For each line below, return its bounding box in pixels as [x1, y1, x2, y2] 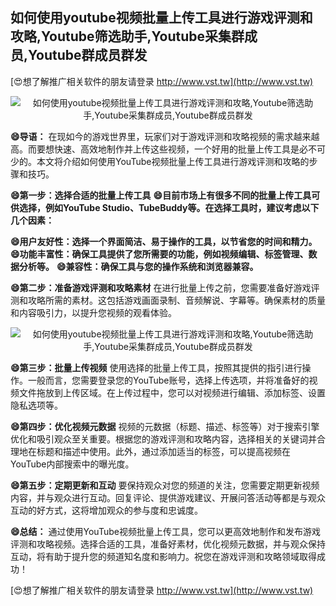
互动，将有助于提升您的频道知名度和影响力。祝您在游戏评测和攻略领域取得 [10, 550, 317, 562]
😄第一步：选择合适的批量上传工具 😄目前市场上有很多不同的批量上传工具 [10, 189, 312, 201]
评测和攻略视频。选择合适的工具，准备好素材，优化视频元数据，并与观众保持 [10, 538, 326, 550]
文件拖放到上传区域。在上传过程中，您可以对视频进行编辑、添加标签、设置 [18, 386, 326, 398]
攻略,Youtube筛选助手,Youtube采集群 [10, 28, 245, 45]
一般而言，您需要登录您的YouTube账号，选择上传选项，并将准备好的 [27, 374, 310, 386]
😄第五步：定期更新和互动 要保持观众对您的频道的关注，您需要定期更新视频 [10, 479, 320, 491]
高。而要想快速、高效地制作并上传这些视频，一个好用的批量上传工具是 [10, 143, 300, 155]
